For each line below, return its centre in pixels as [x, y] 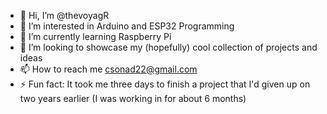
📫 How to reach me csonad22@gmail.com [108, 69]
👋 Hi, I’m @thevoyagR [64, 15]
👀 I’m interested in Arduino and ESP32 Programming [127, 26]
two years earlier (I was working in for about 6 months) [133, 98]
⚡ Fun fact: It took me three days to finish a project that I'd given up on [165, 84]
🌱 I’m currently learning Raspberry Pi [95, 36]
